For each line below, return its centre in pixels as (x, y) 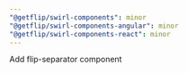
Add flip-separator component (66, 60)
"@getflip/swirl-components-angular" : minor (94, 26)
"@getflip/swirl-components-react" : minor (90, 34)
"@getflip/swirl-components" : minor (78, 17)
